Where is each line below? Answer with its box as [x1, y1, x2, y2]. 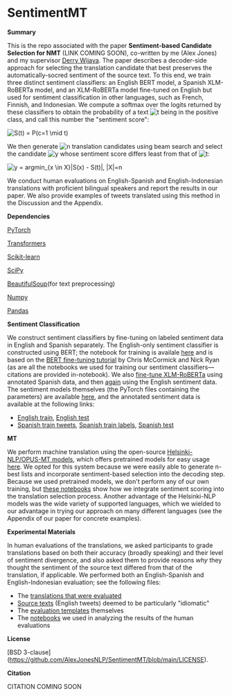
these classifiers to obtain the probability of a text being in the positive [7, 108, 219, 116]
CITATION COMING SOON [7, 682, 82, 690]
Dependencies [7, 212, 51, 220]
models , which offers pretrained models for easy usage [51, 455, 210, 463]
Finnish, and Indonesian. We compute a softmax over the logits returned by [7, 100, 222, 108]
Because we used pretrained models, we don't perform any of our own [7, 477, 210, 485]
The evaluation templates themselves [17, 606, 124, 615]
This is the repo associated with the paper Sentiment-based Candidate [7, 41, 213, 49]
